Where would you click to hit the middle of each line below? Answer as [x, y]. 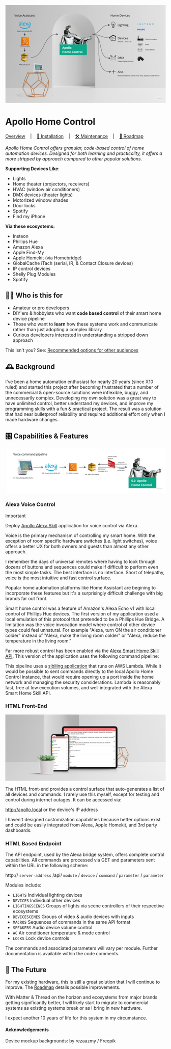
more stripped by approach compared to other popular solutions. [74, 159]
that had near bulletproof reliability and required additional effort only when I [85, 414]
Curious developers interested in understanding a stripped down [80, 335]
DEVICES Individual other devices [46, 900]
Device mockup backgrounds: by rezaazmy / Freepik [61, 1041]
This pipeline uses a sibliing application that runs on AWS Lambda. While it [83, 666]
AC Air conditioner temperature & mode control [61, 933]
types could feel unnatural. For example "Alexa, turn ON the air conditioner [83, 630]
